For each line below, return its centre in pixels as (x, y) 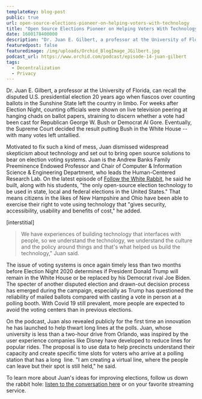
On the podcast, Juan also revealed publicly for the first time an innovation (99, 321)
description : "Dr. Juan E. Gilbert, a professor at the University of (96, 40)
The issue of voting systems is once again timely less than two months (94, 265)
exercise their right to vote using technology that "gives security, (86, 205)
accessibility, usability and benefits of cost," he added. (74, 211)
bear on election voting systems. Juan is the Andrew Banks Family (88, 159)
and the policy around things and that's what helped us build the (100, 247)
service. (16, 391)
